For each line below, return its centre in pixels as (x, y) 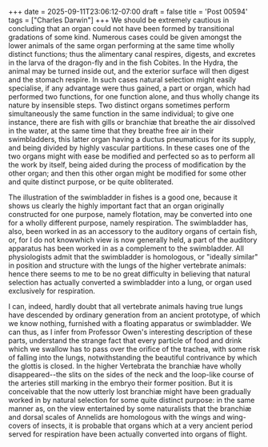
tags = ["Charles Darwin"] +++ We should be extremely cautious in (119, 20)
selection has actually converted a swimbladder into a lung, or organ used (130, 282)
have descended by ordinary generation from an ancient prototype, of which (134, 315)
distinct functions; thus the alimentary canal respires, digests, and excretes (132, 54)
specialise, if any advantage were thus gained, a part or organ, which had (129, 88)
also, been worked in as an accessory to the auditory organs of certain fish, (133, 231)
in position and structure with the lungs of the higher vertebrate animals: (127, 265)
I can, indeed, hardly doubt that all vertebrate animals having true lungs (126, 306)
